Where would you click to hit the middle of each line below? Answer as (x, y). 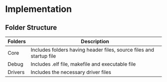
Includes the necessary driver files (71, 72)
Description (95, 41)
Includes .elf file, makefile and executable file (83, 64)
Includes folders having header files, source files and (92, 50)
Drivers (16, 72)
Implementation (39, 9)
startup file (43, 56)
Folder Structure (31, 28)
